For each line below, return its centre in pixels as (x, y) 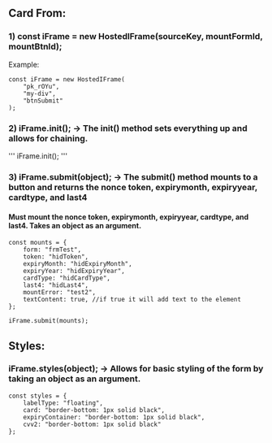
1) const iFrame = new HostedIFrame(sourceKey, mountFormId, (136, 37)
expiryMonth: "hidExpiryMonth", (78, 264)
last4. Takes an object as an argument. (75, 225)
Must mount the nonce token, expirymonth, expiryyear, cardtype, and (129, 217)
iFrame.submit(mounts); (49, 321)
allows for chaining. (48, 138)
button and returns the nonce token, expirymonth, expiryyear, (133, 187)
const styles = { (38, 396)
